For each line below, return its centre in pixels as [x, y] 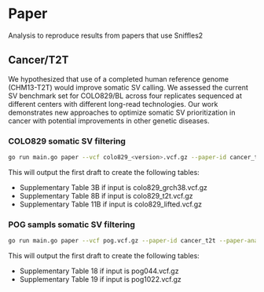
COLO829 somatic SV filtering [67, 141]
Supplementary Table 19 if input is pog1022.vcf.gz [101, 279]
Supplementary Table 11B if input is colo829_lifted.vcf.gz [111, 204]
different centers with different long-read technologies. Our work [113, 104]
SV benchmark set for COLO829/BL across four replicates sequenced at [125, 96]
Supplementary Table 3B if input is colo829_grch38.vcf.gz [114, 187]
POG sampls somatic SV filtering [72, 224]
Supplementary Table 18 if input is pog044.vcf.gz [99, 271]
